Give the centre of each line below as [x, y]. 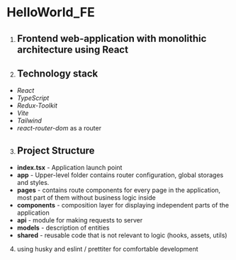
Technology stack [57, 73]
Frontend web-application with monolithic [112, 39]
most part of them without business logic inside [86, 198]
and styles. [33, 183]
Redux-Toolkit [37, 106]
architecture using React [73, 49]
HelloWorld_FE [51, 12]
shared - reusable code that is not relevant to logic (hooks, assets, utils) [122, 235]
